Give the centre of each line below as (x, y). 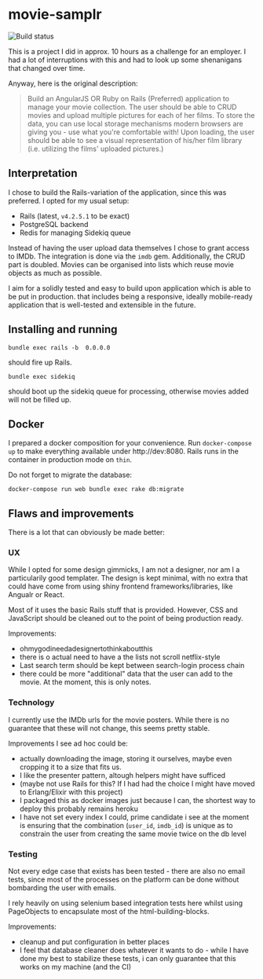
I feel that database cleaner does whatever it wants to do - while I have (134, 950)
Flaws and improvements (71, 513)
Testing (23, 854)
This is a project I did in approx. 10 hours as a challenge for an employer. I (127, 51)
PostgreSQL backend (54, 224)
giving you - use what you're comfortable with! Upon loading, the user (141, 132)
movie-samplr (55, 15)
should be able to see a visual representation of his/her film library (135, 140)
